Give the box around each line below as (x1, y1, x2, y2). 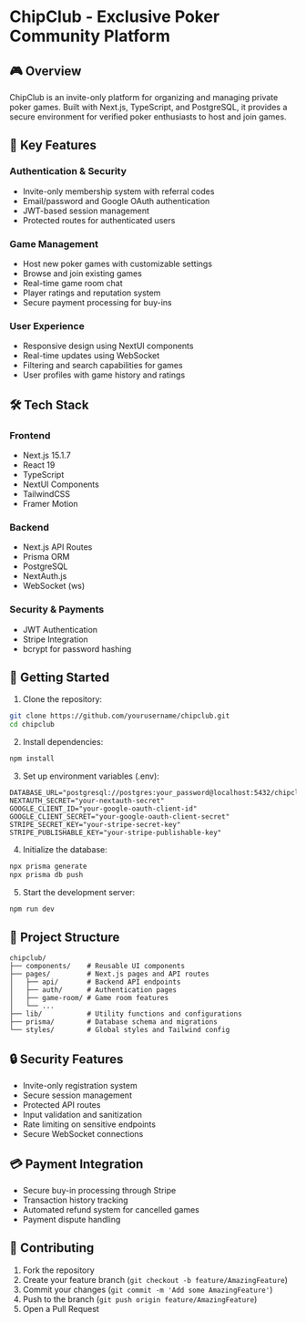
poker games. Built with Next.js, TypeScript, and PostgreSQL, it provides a (9, 102, 288, 112)
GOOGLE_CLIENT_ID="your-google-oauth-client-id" (9, 804, 198, 813)
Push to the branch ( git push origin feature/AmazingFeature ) (22, 1293, 258, 1305)
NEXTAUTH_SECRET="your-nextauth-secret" (9, 796, 166, 805)
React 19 (22, 459, 56, 470)
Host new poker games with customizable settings (22, 258, 212, 269)
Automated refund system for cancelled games (22, 1204, 200, 1215)
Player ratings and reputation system (22, 287, 161, 298)
